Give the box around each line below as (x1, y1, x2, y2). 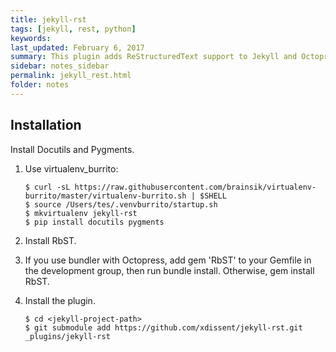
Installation (10, 117, 82, 134)
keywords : (10, 33, 52, 43)
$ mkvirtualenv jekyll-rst (24, 208, 138, 218)
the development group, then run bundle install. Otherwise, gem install (24, 264, 315, 276)
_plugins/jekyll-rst (24, 331, 111, 341)
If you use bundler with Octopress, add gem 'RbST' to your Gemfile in (24, 254, 312, 266)
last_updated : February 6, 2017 (10, 42, 145, 53)
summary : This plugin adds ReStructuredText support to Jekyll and (10, 52, 298, 62)
